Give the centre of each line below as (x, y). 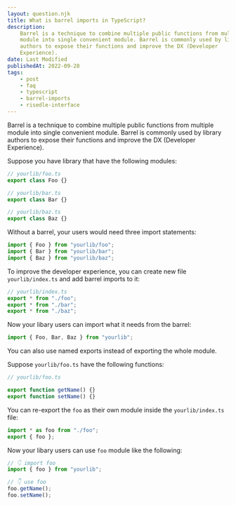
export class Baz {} (38, 219)
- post (29, 79)
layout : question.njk (39, 14)
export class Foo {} (38, 180)
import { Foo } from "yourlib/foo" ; (61, 245)
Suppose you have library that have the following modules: (92, 161)
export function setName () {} (52, 396)
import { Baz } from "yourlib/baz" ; (61, 258)
